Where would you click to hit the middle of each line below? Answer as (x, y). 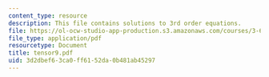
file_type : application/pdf (55, 38)
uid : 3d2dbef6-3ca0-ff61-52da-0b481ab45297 (82, 61)
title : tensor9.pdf (41, 53)
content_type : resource (48, 16)
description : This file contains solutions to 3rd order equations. (125, 23)
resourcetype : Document (48, 46)
